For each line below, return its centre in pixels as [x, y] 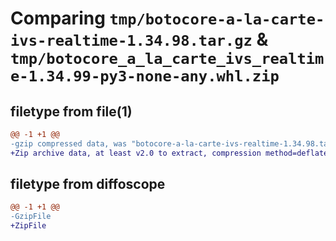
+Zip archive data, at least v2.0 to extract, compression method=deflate [169, 153]
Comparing [58, 18]
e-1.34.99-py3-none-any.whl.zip [145, 76]
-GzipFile [31, 217]
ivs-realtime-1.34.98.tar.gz [131, 41]
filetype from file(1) [71, 111]
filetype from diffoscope [88, 184]
